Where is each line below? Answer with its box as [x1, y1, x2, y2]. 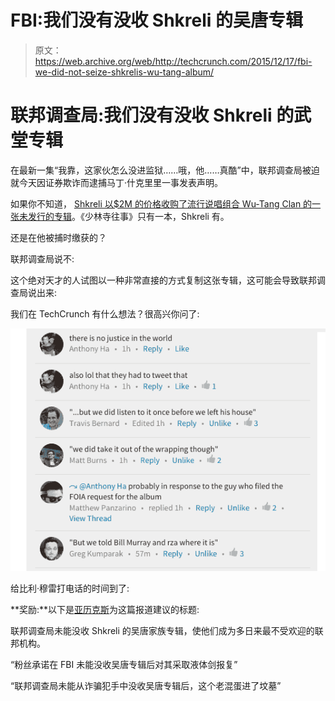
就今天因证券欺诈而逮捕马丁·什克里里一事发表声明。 [10, 176, 224, 188]
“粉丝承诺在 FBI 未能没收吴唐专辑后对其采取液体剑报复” [10, 659, 238, 671]
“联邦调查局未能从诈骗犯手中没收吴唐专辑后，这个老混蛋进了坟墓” [10, 680, 282, 692]
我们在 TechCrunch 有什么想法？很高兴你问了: [10, 307, 200, 320]
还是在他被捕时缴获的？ [10, 231, 107, 243]
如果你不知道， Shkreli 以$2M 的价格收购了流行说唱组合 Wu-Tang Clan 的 [10, 197, 313, 210]
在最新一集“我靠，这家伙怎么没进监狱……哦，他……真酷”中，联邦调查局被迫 [10, 164, 320, 176]
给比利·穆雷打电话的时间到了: [10, 582, 130, 595]
